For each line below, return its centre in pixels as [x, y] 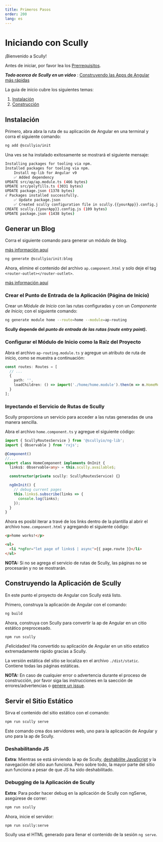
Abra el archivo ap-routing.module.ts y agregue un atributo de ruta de [75, 353]
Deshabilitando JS [27, 749]
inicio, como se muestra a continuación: [45, 358]
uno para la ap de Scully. [30, 736]
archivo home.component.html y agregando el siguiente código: [67, 527]
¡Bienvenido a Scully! [26, 56]
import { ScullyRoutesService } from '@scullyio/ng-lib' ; [65, 441]
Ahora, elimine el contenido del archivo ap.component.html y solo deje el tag [81, 268]
